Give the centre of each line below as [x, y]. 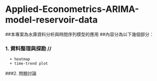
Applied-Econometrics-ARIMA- [72, 9]
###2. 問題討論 [21, 73]
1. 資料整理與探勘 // [28, 48]
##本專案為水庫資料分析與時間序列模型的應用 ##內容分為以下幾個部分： [80, 34]
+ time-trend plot [29, 63]
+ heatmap [20, 59]
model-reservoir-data [51, 20]
